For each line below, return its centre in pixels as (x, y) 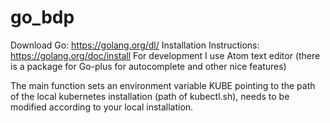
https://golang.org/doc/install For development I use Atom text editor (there (165, 55)
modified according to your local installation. (102, 107)
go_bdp (42, 17)
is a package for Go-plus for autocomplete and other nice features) (148, 66)
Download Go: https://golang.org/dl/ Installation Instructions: (135, 45)
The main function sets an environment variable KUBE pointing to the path (163, 85)
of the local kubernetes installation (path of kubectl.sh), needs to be (150, 96)
